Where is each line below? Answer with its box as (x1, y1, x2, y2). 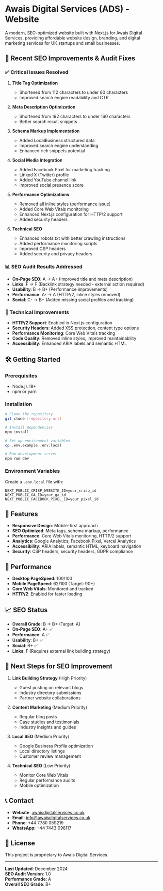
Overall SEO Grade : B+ (5, 881, 51, 887)
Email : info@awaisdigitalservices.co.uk (12, 815, 91, 820)
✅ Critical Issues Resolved (5, 69, 69, 76)
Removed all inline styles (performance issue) (19, 201, 111, 207)
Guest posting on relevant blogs (19, 684, 83, 690)
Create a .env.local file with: (5, 479, 64, 484)
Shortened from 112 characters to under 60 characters (19, 89, 128, 95)
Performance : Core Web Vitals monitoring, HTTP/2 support (12, 533, 131, 539)
